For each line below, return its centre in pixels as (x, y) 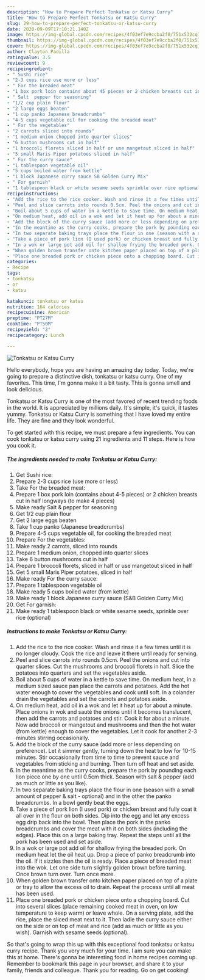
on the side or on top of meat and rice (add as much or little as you (99, 926)
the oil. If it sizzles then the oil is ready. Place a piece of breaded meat (103, 861)
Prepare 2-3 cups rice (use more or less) (67, 481)
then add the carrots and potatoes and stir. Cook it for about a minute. (103, 718)
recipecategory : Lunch (36, 335)
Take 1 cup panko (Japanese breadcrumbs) (70, 526)
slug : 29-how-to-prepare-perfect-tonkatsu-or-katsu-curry (82, 23)
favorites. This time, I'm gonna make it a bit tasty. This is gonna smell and (99, 383)
